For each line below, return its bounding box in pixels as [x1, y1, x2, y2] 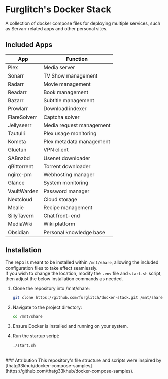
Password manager [43, 187, 90, 195]
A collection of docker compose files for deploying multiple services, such [5, 20, 161, 26]
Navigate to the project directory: [12, 304, 82, 310]
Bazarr [8, 97, 24, 104]
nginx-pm [8, 171, 32, 178]
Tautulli [8, 130, 25, 137]
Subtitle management [43, 97, 95, 104]
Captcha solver [43, 113, 80, 120]
